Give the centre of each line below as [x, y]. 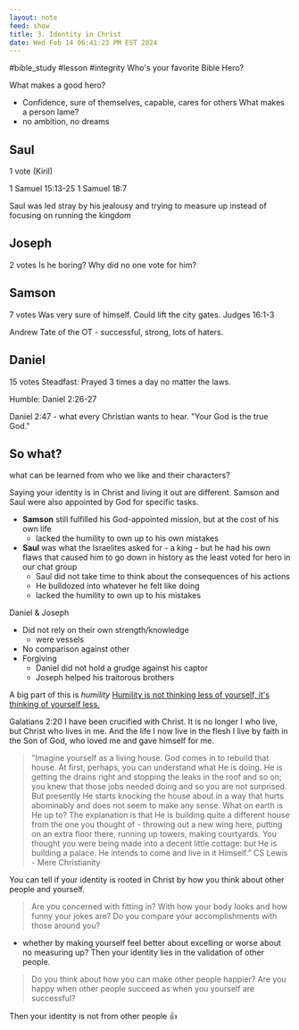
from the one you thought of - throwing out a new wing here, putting [157, 824]
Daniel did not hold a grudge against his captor [121, 668]
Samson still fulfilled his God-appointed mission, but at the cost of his [150, 519]
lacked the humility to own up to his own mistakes [127, 538]
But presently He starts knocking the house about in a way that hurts [157, 796]
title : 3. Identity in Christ [66, 34]
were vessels [60, 639]
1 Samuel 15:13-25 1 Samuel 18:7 [68, 189]
